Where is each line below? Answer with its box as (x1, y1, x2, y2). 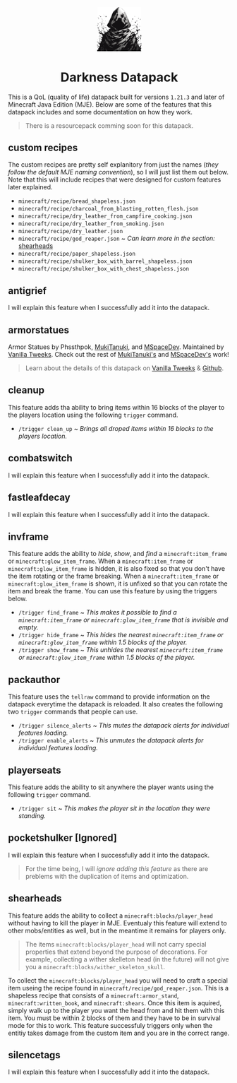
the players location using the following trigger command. (8, 410, 178, 419)
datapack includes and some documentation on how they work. (8, 107, 193, 116)
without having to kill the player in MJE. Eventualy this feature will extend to (8, 918, 228, 927)
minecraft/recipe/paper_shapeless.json (18, 251, 136, 258)
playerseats (8, 764, 62, 776)
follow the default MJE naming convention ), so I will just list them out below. (8, 168, 229, 177)
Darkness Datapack (60, 69, 178, 85)
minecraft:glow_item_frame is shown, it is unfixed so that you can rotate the (8, 579, 228, 588)
